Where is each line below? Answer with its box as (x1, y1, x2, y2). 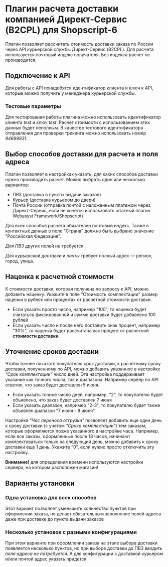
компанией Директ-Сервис (5, 14, 127, 25)
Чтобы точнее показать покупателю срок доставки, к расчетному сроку (5, 361, 161, 367)
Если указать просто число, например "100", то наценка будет (12, 306, 147, 312)
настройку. (5, 450, 29, 456)
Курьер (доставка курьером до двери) (12, 197, 96, 203)
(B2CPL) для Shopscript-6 (5, 25, 118, 36)
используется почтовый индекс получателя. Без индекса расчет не (5, 51, 150, 58)
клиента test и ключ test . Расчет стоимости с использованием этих (5, 119, 150, 125)
